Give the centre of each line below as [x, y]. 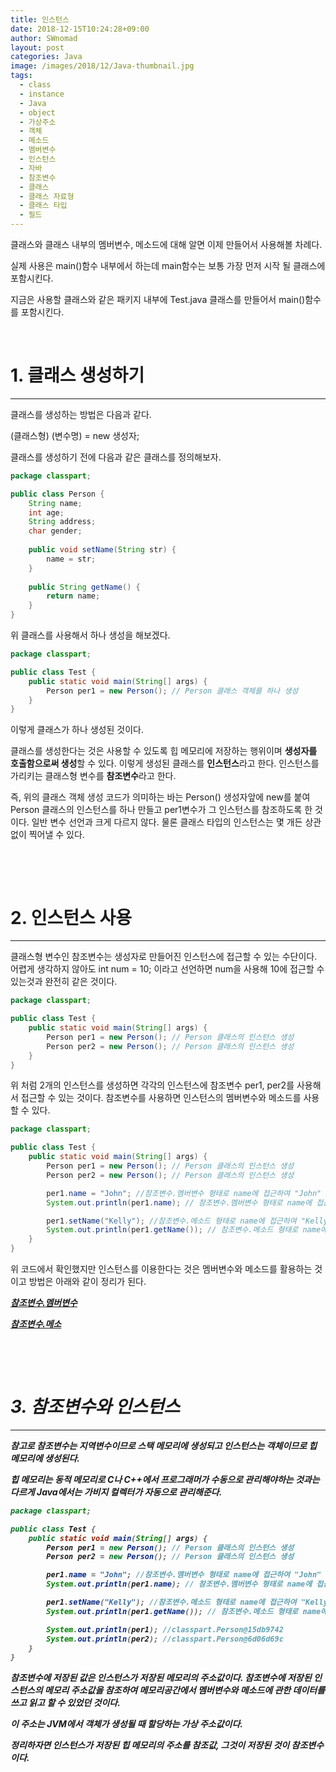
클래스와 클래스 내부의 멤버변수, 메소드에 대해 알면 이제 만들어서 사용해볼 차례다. [166, 244]
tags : [21, 76]
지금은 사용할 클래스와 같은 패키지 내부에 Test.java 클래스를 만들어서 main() [158, 299]
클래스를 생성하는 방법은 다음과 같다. [81, 414]
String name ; [55, 503]
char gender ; [55, 531]
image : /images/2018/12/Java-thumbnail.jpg [102, 66]
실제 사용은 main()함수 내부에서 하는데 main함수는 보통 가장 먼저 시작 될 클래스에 [168, 265]
